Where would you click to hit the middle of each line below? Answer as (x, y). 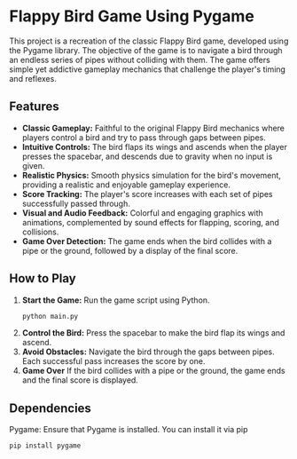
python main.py (50, 316)
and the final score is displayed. (80, 380)
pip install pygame (45, 446)
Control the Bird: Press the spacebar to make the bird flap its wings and (153, 333)
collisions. (40, 232)
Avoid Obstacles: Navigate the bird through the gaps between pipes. (148, 352)
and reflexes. (33, 78)
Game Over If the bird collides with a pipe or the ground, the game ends (153, 371)
